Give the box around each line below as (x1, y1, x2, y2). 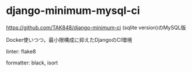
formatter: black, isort (6, 59, 58, 66)
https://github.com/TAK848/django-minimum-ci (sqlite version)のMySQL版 (6, 24, 186, 31)
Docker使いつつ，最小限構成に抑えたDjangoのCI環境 (6, 36, 132, 43)
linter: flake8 (6, 48, 36, 55)
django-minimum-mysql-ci (6, 4, 140, 17)
